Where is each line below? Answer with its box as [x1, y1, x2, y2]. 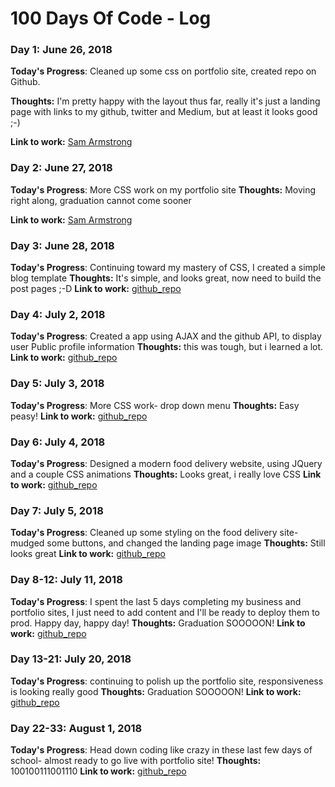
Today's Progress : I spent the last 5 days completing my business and [10, 595, 302, 607]
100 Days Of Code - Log [10, 7, 212, 30]
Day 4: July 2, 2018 [10, 308, 106, 321]
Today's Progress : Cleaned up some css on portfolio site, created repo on [10, 65, 317, 77]
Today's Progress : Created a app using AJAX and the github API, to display [10, 330, 322, 342]
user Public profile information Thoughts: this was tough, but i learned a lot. [10, 341, 324, 353]
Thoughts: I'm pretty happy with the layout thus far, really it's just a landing [10, 95, 321, 107]
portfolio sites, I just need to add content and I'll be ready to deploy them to [10, 606, 320, 618]
